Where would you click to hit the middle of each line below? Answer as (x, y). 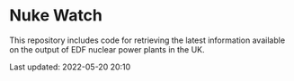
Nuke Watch (56, 16)
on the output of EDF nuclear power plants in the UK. (107, 49)
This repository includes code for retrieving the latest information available (147, 40)
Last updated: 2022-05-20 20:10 (70, 67)
